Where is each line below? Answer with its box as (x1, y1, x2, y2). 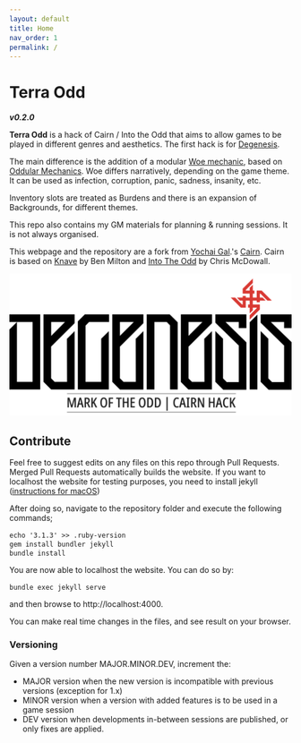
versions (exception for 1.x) (21, 686, 123, 696)
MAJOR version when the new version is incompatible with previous (21, 676, 274, 687)
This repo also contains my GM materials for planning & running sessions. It (9, 219, 288, 230)
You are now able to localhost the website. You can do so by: (9, 564, 235, 575)
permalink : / (9, 43, 58, 52)
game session (21, 705, 74, 715)
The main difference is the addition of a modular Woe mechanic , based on (9, 157, 283, 167)
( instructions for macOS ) (9, 485, 100, 496)
